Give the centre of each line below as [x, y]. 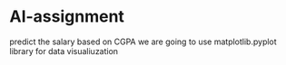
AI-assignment [67, 17]
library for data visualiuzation [64, 51]
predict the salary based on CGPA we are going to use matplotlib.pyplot [143, 42]
